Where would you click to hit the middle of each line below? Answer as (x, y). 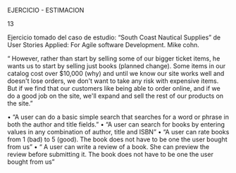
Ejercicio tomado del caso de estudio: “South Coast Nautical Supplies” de (114, 37)
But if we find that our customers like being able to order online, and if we (114, 88)
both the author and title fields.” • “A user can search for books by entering (116, 124)
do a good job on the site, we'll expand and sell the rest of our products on (116, 96)
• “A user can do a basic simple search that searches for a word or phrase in (118, 117)
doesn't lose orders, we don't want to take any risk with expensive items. (113, 81)
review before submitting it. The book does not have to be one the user (110, 154)
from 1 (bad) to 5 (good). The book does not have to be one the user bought (117, 139)
